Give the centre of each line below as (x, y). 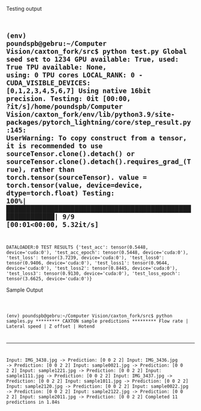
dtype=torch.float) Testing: (60, 193)
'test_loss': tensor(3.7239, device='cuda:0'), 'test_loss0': (85, 257)
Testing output (24, 9)
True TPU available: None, (57, 67)
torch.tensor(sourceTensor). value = (77, 177)
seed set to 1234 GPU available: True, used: (93, 59)
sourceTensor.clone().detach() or (71, 154)
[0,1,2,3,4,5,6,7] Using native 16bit (79, 91)
